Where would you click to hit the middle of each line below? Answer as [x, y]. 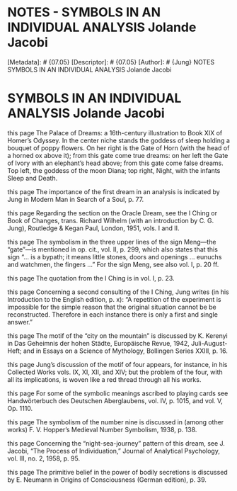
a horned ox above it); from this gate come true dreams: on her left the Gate [118, 155]
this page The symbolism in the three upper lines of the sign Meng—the [112, 242]
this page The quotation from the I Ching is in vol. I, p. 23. [91, 278]
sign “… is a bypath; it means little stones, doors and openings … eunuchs [115, 256]
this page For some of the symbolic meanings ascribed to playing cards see [118, 393]
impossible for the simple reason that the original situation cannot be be [112, 307]
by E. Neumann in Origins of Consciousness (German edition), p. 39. [107, 480]
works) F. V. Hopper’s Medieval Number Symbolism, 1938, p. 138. [102, 429]
